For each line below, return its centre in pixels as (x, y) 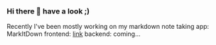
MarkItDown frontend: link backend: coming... (74, 34)
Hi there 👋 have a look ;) (48, 11)
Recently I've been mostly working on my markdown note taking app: (108, 27)
